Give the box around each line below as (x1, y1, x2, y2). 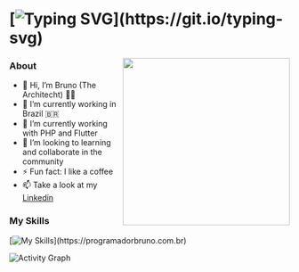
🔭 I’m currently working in (21, 99, 117, 110)
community (21, 156, 64, 167)
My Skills (9, 215, 50, 227)
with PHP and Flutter (21, 128, 98, 138)
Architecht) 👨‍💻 (21, 89, 77, 100)
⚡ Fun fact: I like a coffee (21, 166, 114, 177)
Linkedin (21, 193, 54, 203)
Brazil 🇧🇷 (21, 108, 60, 120)
